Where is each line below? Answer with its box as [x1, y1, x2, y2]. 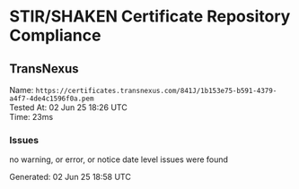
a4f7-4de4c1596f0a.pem [9, 94, 94, 103]
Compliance [9, 25, 101, 46]
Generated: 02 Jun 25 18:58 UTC [9, 172, 132, 183]
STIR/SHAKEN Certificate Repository [9, 6, 291, 27]
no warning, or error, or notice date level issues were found [9, 154, 229, 165]
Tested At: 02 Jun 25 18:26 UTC [9, 102, 128, 113]
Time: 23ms [9, 112, 54, 122]
